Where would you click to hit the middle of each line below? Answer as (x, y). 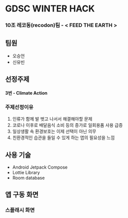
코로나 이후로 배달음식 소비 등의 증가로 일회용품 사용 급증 (67, 125)
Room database (28, 178)
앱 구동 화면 (22, 195)
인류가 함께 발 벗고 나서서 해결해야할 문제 (52, 119)
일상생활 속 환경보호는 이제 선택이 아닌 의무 (54, 131)
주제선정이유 (19, 107)
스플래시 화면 (20, 210)
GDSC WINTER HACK (50, 9)
